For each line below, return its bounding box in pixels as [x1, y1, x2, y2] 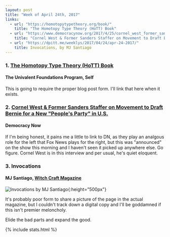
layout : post [5, 7, 33, 13]
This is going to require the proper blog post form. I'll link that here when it [5, 86, 160, 92]
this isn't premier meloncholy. [5, 207, 67, 213]
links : [5, 17, 19, 22]
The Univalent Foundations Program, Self [5, 74, 94, 81]
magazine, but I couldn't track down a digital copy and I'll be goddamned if [5, 202, 161, 208]
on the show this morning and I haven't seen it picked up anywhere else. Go [5, 144, 163, 150]
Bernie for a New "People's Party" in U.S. [5, 110, 108, 117]
